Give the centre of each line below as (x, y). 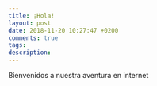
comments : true (33, 38)
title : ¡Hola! (32, 16)
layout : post (30, 23)
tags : (17, 45)
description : (30, 53)
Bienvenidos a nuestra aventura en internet (78, 75)
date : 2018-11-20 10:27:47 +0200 (63, 30)
